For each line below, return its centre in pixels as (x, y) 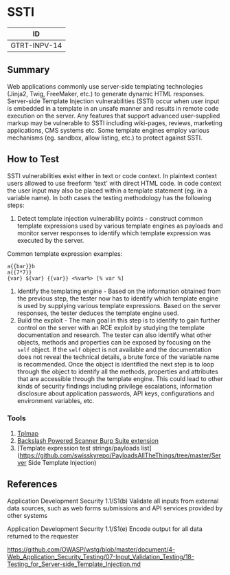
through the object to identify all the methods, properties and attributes (117, 371)
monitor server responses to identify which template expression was (114, 233)
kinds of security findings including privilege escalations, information (115, 386)
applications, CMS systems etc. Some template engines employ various (108, 130)
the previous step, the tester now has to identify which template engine (117, 298)
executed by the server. (50, 240)
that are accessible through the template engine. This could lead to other (120, 378)
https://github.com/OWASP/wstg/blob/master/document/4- (91, 549)
